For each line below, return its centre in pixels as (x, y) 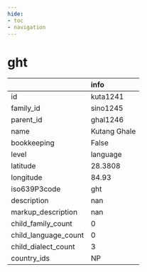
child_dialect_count (43, 247)
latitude (23, 166)
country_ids (30, 259)
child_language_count (47, 235)
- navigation (27, 27)
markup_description (44, 212)
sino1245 (107, 109)
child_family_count (42, 224)
